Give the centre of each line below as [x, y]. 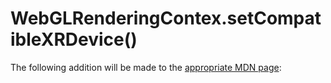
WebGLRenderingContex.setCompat [166, 18]
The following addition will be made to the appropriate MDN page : [146, 67]
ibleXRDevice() [74, 39]
